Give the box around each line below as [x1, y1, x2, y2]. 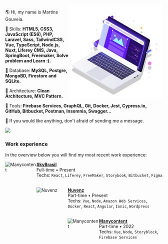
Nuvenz [67, 187, 84, 193]
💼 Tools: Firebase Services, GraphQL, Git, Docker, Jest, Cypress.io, [5, 103, 147, 108]
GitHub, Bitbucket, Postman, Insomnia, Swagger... [5, 108, 111, 114]
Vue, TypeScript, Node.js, [5, 42, 60, 47]
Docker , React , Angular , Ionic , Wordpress [67, 203, 150, 209]
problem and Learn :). [5, 58, 51, 63]
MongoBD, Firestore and [5, 73, 56, 78]
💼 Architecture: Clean [5, 88, 50, 93]
